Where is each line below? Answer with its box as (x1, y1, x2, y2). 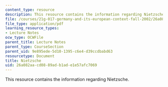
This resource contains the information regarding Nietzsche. (5, 77, 129, 83)
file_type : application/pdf (5, 21, 64, 26)
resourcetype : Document (5, 53, 55, 59)
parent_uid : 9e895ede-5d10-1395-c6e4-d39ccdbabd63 (5, 49, 113, 54)
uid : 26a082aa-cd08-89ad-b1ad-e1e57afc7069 (5, 63, 97, 68)
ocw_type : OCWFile (5, 35, 43, 40)
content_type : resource (5, 7, 55, 12)
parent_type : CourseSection (5, 44, 64, 49)
